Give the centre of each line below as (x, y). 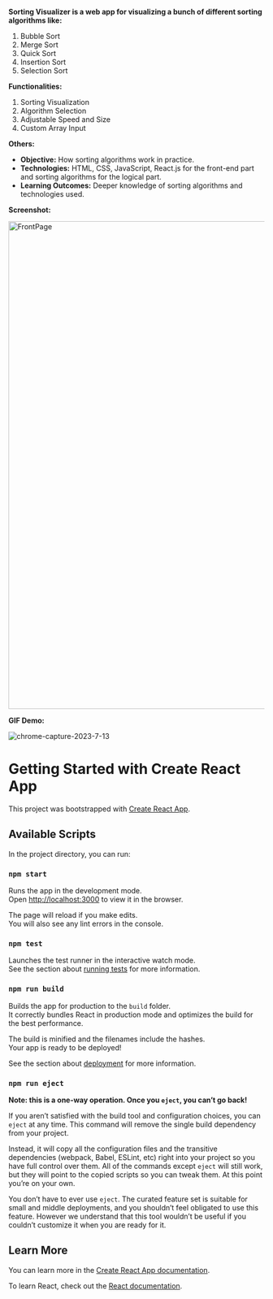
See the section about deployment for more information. (102, 1063)
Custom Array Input (53, 128)
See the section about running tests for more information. (104, 969)
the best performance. (46, 1023)
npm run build (36, 989)
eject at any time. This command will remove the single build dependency (132, 1124)
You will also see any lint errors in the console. (86, 924)
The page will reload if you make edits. (73, 915)
